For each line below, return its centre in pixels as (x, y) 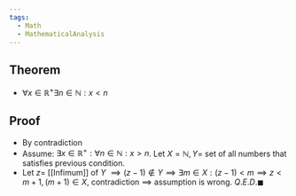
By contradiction (52, 142)
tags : (19, 17)
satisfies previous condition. (74, 163)
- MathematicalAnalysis (61, 34)
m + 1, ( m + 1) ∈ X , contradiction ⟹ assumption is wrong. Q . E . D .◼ (143, 182)
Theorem (35, 70)
